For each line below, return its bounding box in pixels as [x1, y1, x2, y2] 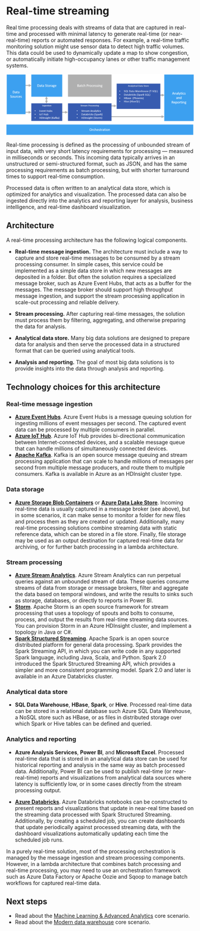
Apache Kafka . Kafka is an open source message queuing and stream [14, 452, 187, 459]
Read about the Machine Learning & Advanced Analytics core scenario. [14, 913, 190, 920]
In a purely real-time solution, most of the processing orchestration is [6, 848, 176, 855]
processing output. [14, 786, 61, 793]
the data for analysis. [14, 323, 67, 330]
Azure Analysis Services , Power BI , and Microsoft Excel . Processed [14, 749, 185, 756]
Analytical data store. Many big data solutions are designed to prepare [14, 334, 190, 341]
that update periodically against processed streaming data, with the [14, 823, 181, 830]
